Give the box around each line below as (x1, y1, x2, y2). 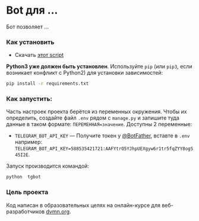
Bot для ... (6, 4, 58, 17)
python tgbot (6, 174, 42, 180)
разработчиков (6, 208, 45, 215)
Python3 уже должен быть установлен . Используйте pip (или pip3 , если (6, 63, 192, 70)
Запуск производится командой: (6, 162, 89, 169)
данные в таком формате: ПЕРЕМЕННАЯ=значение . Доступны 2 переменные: (6, 121, 192, 128)
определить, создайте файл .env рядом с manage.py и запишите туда (6, 114, 179, 121)
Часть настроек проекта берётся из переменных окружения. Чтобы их (6, 108, 187, 116)
